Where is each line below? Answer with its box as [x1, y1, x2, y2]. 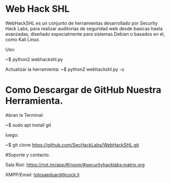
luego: [5, 132, 19, 138]
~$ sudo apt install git [5, 121, 51, 128]
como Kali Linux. [5, 36, 40, 43]
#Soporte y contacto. [5, 152, 50, 158]
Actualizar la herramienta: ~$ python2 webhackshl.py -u [5, 66, 124, 72]
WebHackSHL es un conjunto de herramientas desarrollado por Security [5, 20, 158, 26]
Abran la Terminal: [5, 112, 44, 118]
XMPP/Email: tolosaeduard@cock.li [5, 171, 80, 177]
